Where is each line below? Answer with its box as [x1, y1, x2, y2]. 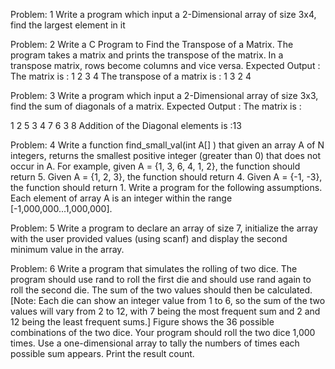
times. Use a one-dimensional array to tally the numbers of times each [10, 337, 300, 349]
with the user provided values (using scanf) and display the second [10, 233, 288, 244]
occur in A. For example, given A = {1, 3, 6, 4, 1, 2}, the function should [10, 160, 301, 172]
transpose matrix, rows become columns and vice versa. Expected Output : [10, 60, 321, 71]
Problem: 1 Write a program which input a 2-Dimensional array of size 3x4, [10, 9, 317, 20]
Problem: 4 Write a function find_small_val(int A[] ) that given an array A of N [10, 139, 325, 151]
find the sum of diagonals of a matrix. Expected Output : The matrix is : [10, 100, 302, 112]
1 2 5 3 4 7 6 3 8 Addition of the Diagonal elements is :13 [10, 120, 242, 131]
